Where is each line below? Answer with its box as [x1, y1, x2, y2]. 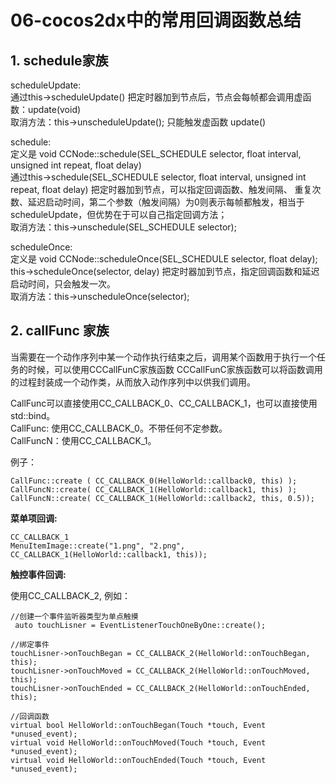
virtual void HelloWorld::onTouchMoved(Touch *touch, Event [10, 737, 267, 748]
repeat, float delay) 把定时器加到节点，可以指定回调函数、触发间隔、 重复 [10, 184, 313, 195]
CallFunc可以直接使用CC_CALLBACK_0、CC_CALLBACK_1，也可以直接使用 [10, 397, 318, 409]
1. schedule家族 [10, 52, 109, 69]
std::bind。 [10, 409, 56, 421]
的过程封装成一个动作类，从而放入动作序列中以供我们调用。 [10, 376, 256, 388]
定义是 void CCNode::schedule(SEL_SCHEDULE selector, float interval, [10, 148, 302, 160]
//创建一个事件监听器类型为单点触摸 [10, 611, 139, 621]
